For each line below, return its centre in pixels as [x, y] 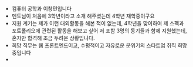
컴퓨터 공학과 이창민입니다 [42, 9]
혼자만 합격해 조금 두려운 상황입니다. [53, 38]
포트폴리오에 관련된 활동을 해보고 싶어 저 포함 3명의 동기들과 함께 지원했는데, [99, 31]
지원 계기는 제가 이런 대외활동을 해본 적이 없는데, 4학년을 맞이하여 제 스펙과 [98, 23]
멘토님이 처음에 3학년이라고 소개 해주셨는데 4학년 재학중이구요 [83, 16]
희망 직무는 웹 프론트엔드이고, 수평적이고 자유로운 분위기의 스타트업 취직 [94, 45]
